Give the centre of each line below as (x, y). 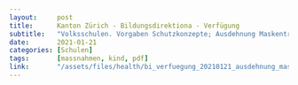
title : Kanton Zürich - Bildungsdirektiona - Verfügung (125, 26)
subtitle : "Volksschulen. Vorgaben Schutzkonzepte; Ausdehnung (132, 34)
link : (19, 67)
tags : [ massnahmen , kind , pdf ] (79, 58)
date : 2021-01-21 (53, 42)
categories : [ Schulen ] (51, 50)
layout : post (41, 17)
